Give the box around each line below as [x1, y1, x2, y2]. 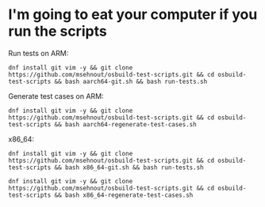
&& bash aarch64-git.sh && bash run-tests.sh [54, 77, 208, 85]
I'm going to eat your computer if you [8, 6, 258, 24]
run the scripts [8, 22, 107, 40]
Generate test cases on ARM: [8, 91, 105, 100]
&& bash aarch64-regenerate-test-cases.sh [54, 120, 197, 128]
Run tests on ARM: [8, 48, 69, 58]
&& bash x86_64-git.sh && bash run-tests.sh [54, 164, 204, 171]
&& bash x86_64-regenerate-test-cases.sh [54, 191, 194, 199]
